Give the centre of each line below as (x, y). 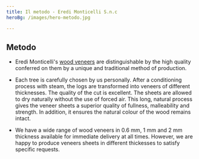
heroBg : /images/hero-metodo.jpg (48, 18)
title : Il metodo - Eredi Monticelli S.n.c (62, 12)
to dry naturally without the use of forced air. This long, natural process (103, 99)
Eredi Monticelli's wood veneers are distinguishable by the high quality (103, 62)
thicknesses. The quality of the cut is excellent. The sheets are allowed (103, 93)
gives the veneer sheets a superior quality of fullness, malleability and (102, 106)
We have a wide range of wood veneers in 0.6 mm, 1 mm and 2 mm (99, 130)
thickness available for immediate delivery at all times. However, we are (104, 137)
